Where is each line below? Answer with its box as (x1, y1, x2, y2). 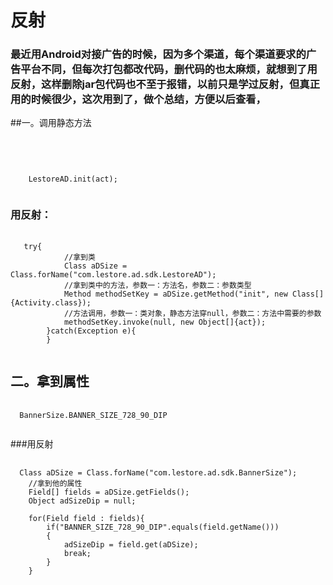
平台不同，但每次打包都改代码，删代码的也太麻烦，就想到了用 (20, 62, 318, 76)
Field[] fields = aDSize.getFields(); (28, 487, 190, 497)
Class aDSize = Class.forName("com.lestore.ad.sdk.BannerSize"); (19, 467, 298, 478)
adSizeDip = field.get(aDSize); (63, 539, 199, 550)
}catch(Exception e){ (46, 326, 137, 336)
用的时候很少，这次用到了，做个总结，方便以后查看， (10, 92, 267, 106)
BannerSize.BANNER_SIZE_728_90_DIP (19, 410, 168, 420)
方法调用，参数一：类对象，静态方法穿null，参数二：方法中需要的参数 (73, 308, 322, 318)
